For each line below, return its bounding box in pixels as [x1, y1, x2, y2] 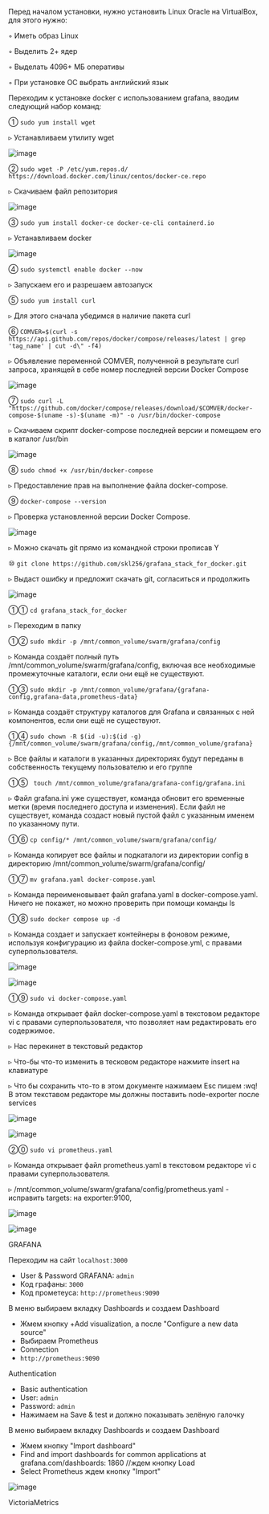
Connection [19, 1345, 59, 1354]
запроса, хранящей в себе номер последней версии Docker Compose [8, 365, 249, 374]
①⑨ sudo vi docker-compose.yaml [8, 994, 128, 1002]
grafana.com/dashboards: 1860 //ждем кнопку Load [19, 1458, 195, 1467]
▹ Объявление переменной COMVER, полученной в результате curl [8, 357, 239, 365]
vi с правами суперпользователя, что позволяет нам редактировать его [8, 1018, 257, 1026]
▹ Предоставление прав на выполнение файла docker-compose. [8, 481, 229, 490]
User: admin [19, 1393, 59, 1402]
